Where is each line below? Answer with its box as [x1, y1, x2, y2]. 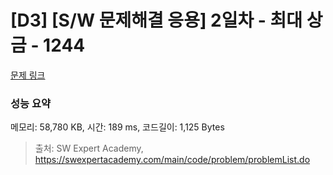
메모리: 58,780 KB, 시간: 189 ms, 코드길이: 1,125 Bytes [10, 121, 225, 133]
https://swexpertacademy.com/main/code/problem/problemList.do [34, 154, 311, 166]
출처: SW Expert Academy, [34, 142, 144, 155]
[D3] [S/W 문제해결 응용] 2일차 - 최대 [10, 9, 303, 32]
